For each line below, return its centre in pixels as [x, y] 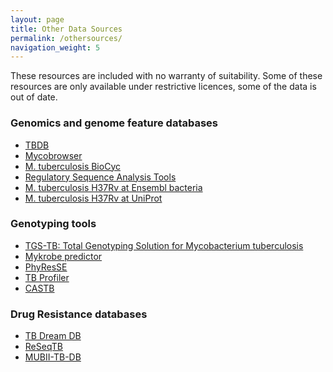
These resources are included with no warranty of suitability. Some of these [166, 76]
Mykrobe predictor [63, 256]
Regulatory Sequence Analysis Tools [100, 177]
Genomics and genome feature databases [114, 123]
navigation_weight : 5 [55, 47]
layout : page [37, 19]
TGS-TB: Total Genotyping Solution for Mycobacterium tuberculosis [164, 245]
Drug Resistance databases [79, 314]
